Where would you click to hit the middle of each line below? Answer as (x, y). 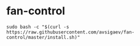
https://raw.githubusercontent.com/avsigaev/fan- (71, 32)
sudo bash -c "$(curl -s (38, 27)
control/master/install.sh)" (43, 37)
